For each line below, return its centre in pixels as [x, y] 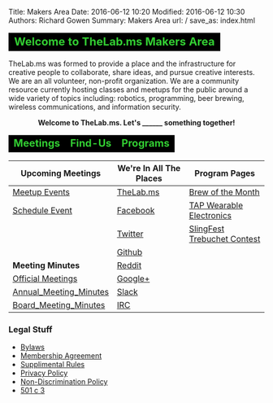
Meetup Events [41, 192]
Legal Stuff [30, 329]
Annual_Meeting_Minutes [61, 291]
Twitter [130, 234]
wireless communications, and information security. [95, 107]
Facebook [136, 210]
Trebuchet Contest [225, 239]
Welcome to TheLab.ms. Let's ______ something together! [136, 123]
